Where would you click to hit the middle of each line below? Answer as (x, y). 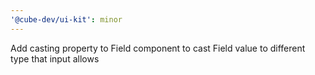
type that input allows (55, 58)
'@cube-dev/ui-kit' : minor (66, 19)
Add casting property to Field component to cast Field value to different (158, 48)
